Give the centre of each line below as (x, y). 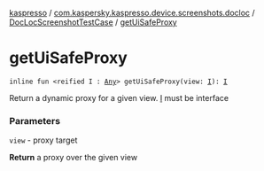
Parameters (35, 120)
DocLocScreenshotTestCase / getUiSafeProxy (93, 22)
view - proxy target (43, 140)
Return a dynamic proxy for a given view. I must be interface (119, 97)
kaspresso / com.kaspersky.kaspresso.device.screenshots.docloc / (132, 13)
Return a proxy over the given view (74, 158)
